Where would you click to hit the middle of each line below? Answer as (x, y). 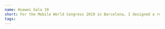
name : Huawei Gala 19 (27, 10)
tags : (10, 19)
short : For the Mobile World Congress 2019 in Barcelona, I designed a (80, 14)
